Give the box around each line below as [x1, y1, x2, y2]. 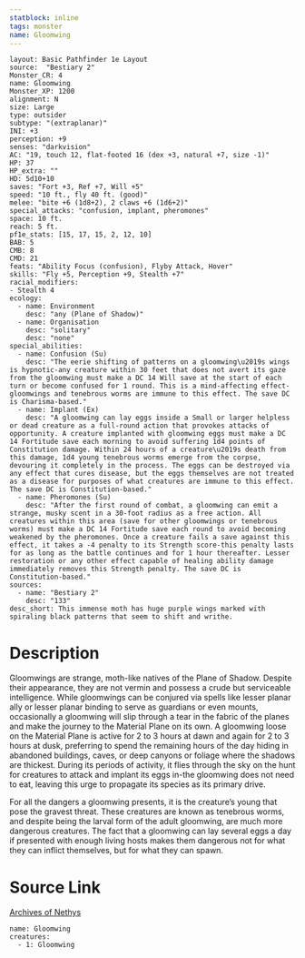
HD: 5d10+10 [9, 175, 54, 184]
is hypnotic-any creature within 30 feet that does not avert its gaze [9, 366, 286, 375]
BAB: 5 [9, 238, 34, 247]
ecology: [9, 294, 43, 303]
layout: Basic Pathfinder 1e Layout [9, 55, 148, 65]
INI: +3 [9, 126, 39, 136]
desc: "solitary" [25, 326, 92, 335]
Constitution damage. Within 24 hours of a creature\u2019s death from [9, 445, 286, 455]
